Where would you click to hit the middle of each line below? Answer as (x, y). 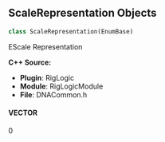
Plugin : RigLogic (47, 77)
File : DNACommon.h (53, 94)
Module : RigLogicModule (61, 86)
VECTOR (23, 113)
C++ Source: (30, 62)
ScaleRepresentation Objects (82, 13)
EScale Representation (45, 46)
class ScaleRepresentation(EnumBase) (71, 31)
